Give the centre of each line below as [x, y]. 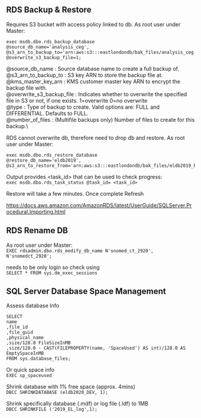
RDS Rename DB [37, 231]
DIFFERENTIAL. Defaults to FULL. [47, 113]
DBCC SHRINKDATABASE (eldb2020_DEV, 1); [57, 393]
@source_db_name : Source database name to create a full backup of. [93, 68]
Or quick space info [31, 370]
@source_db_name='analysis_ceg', [48, 47]
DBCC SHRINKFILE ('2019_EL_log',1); [52, 410]
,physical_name [25, 338]
